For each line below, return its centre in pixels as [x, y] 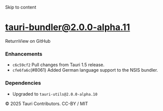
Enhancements [24, 54]
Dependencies [23, 83]
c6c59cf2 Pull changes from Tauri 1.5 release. [58, 65]
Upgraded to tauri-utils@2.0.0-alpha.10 [55, 94]
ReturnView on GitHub [28, 41]
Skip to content [21, 7]
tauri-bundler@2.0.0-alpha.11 [68, 27]
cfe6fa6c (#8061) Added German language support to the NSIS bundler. [85, 70]
